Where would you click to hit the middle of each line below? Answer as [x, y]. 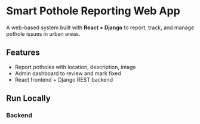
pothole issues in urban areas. [43, 33]
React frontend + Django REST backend [64, 79]
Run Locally [28, 99]
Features [23, 53]
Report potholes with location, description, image [75, 67]
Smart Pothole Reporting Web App [93, 11]
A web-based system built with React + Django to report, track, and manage [100, 27]
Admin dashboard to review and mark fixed [68, 73]
